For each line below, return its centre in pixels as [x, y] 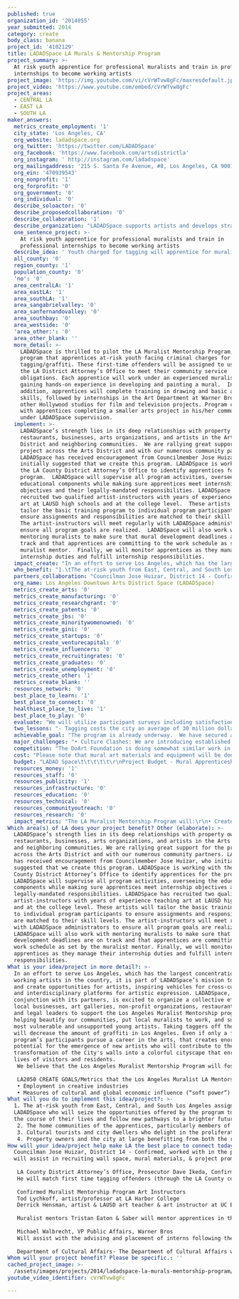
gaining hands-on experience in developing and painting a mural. [121, 384]
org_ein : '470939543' [46, 173]
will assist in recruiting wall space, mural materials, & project [116, 1159]
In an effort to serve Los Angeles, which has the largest [103, 973]
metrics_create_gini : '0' [52, 630]
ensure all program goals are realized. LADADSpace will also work [124, 530]
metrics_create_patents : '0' [57, 609]
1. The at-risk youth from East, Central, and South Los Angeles [113, 1106]
